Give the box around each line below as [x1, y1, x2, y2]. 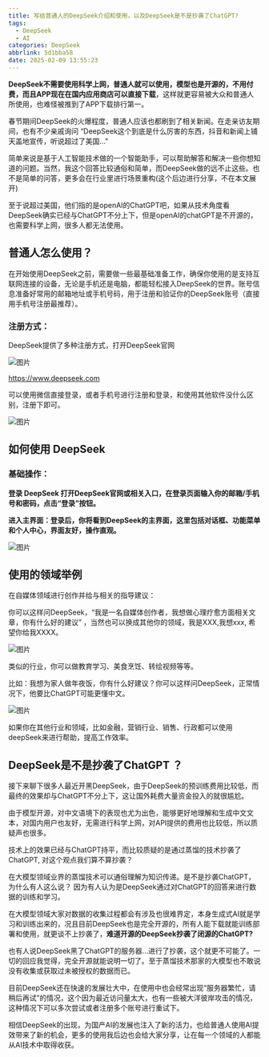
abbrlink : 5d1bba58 [8, 49, 74, 57]
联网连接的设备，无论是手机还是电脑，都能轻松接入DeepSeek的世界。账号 [8, 278, 253, 288]
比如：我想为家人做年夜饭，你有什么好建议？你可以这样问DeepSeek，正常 [8, 679, 253, 688]
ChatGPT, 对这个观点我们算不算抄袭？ [8, 855, 134, 865]
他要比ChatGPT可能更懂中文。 [29, 689, 130, 699]
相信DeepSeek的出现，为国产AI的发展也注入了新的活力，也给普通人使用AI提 [8, 1020, 259, 1030]
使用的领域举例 [8, 568, 82, 582]
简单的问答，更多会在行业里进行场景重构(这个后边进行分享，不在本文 [22, 173, 250, 182]
